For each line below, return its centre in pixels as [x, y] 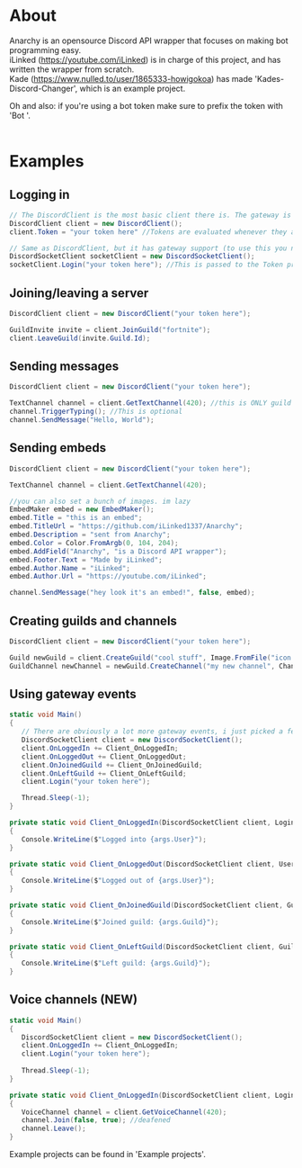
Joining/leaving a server [79, 293]
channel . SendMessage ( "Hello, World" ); [82, 420]
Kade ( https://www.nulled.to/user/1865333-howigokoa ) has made [131, 78]
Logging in [40, 194]
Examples [47, 162]
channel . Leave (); [54, 1129]
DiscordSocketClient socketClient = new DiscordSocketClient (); [132, 256]
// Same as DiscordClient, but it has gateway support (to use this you [148, 248]
